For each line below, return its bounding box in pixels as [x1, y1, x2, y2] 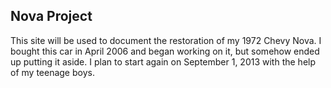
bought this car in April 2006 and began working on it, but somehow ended [10, 45, 320, 57]
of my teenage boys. [10, 66, 95, 78]
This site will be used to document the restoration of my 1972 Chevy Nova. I [10, 34, 322, 46]
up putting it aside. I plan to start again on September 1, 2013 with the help [10, 55, 317, 68]
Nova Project [10, 8, 93, 25]
